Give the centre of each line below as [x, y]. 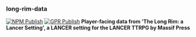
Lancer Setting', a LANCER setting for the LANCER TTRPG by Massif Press [98, 28]
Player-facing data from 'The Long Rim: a [132, 22]
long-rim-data [27, 9]
